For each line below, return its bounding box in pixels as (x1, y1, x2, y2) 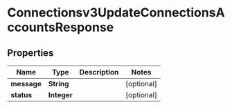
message (10, 79, 42, 88)
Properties (7, 47, 54, 59)
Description (79, 68, 119, 77)
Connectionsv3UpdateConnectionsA (7, 5, 225, 21)
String (48, 79, 69, 88)
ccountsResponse (7, 19, 114, 35)
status (10, 90, 33, 99)
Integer (48, 90, 73, 99)
